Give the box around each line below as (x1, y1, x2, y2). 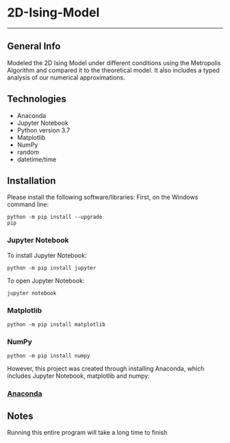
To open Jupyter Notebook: (7, 276, 85, 285)
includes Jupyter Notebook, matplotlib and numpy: (7, 372, 150, 380)
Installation (7, 175, 56, 187)
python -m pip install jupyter (7, 264, 97, 272)
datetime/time (16, 155, 57, 163)
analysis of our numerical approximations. (7, 73, 125, 82)
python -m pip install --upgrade (7, 214, 103, 221)
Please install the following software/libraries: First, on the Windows (7, 193, 199, 202)
